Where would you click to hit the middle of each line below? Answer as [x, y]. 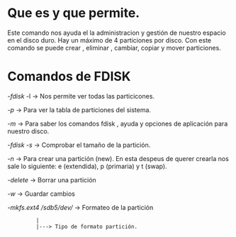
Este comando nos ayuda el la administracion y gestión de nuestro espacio [117, 33]
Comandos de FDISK [69, 77]
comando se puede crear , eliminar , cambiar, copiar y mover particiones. [114, 48]
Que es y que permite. [74, 13]
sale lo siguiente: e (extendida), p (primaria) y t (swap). [88, 166]
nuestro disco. [28, 131]
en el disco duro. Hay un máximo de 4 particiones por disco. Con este [109, 40]
